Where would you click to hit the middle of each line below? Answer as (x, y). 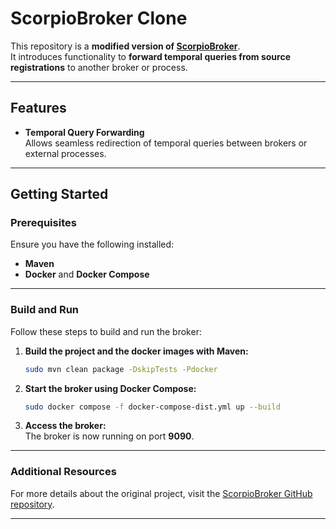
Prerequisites (43, 223)
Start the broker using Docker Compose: (110, 388)
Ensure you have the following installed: (92, 244)
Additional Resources (63, 472)
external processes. (65, 153)
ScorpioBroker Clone (99, 18)
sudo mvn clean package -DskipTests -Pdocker (121, 369)
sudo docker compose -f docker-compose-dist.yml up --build (152, 407)
